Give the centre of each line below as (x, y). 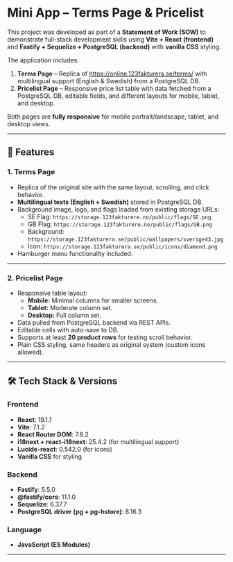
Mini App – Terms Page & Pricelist (106, 13)
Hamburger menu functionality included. (75, 253)
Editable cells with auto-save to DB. (68, 330)
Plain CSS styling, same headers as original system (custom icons (111, 344)
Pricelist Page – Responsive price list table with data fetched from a (114, 88)
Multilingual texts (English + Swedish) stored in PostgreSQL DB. (110, 202)
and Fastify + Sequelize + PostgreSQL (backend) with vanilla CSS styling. (114, 46)
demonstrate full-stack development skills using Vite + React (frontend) (110, 39)
